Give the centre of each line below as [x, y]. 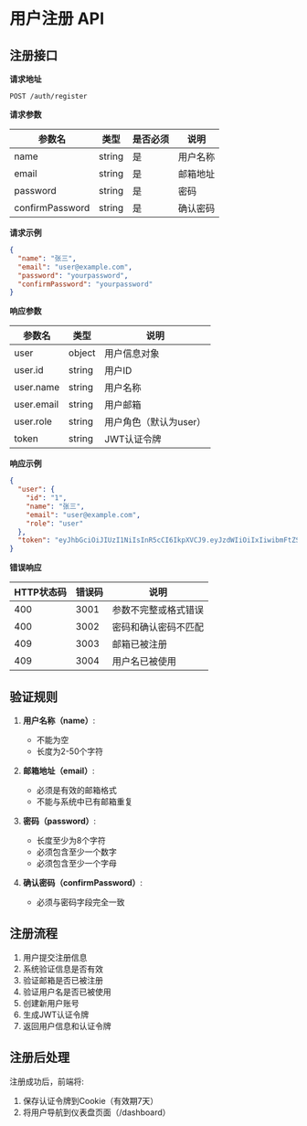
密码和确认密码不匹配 [158, 627]
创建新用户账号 [51, 1003]
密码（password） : [59, 821]
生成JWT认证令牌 [56, 1014]
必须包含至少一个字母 [76, 863]
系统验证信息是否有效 [63, 969]
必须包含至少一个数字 [76, 852]
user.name [37, 388]
